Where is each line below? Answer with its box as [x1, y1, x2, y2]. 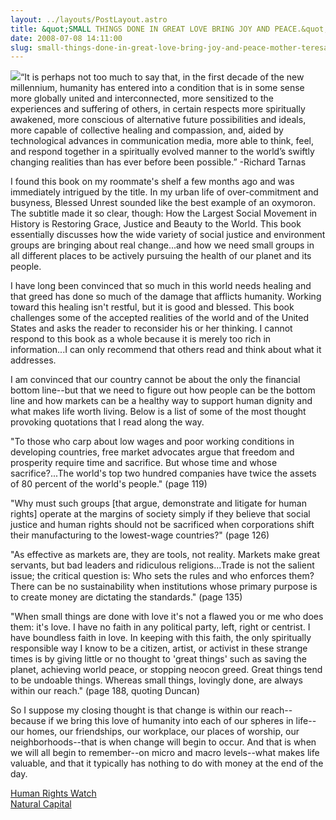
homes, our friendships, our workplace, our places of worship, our [26, 726, 300, 738]
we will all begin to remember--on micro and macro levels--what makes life [10, 747, 320, 759]
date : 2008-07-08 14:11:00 [10, 33, 123, 43]
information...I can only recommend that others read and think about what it [10, 344, 322, 356]
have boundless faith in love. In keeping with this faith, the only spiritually [10, 632, 312, 644]
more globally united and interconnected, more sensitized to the [10, 92, 275, 105]
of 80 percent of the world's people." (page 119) [10, 478, 208, 490]
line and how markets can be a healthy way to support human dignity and [10, 395, 313, 407]
